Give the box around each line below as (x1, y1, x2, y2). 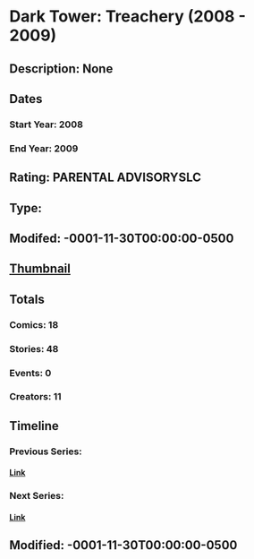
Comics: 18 (9, 318, 59, 331)
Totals (9, 291, 45, 306)
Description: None (9, 61, 114, 76)
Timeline (9, 418, 60, 434)
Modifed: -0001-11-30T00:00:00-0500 (9, 230, 234, 245)
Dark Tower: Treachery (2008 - (9, 6, 246, 27)
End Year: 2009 (9, 142, 79, 154)
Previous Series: (9, 445, 82, 458)
